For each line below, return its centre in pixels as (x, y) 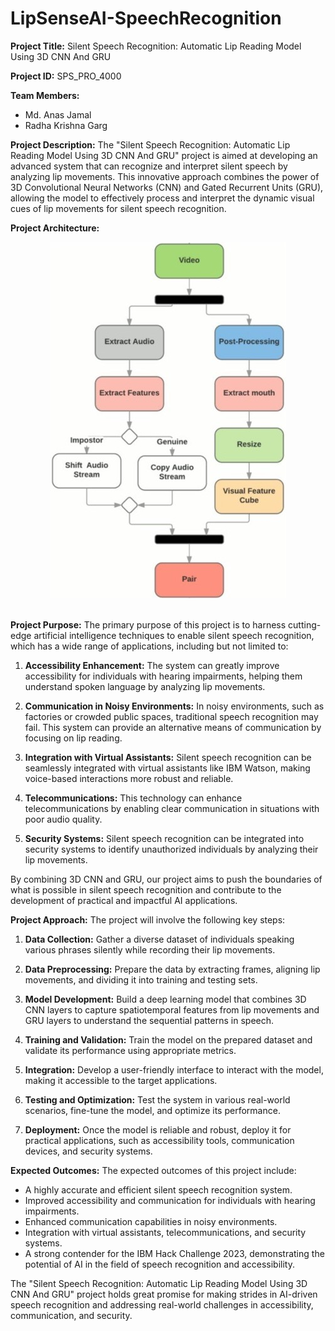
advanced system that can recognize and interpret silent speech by (149, 166)
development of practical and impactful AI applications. (124, 900)
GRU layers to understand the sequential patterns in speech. (149, 1020)
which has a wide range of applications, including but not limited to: (149, 646)
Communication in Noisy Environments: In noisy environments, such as (174, 706)
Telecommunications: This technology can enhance (133, 798)
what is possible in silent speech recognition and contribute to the (146, 889)
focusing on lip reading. (73, 738)
